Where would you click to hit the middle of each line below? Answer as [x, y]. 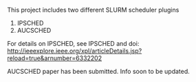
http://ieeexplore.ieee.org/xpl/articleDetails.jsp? [75, 51]
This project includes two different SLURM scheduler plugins [93, 10]
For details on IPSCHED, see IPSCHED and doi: [73, 43]
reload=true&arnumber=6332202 [54, 58]
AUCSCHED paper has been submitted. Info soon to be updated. [99, 71]
